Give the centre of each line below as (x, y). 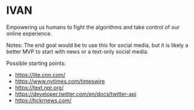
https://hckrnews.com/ (43, 100)
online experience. (29, 33)
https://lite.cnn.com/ (40, 75)
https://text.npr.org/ (39, 87)
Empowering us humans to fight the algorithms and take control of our (93, 27)
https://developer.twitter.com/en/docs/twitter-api (76, 94)
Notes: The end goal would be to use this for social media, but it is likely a (97, 45)
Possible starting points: (36, 63)
